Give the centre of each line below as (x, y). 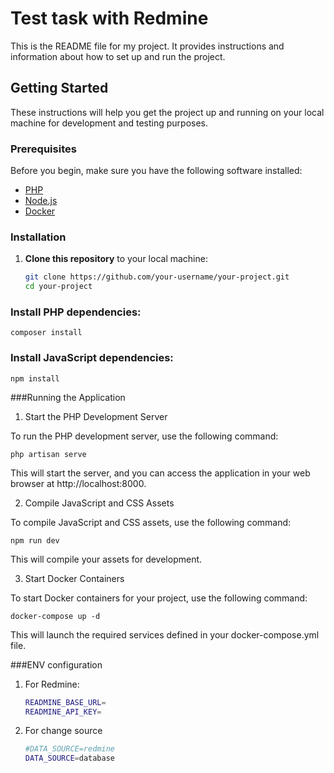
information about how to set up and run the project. (118, 56)
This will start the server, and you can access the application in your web (160, 473)
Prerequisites (43, 149)
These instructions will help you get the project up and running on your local (167, 112)
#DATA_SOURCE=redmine (69, 749)
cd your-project (58, 287)
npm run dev (35, 540)
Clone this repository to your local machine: (116, 259)
